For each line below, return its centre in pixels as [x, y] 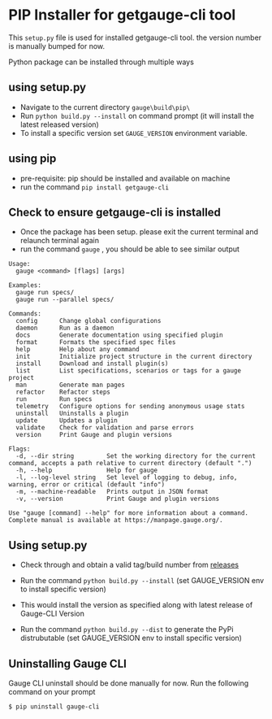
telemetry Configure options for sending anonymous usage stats [130, 407]
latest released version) [59, 124]
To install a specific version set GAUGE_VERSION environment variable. [134, 133]
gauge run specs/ [45, 293]
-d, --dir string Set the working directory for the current [136, 456]
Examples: [25, 285]
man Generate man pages [71, 385]
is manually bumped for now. [57, 46]
